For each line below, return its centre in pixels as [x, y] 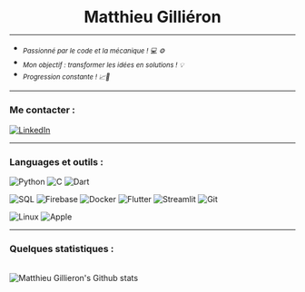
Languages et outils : [57, 161]
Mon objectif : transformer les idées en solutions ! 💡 [103, 65]
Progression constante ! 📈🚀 [66, 77]
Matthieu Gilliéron [152, 17]
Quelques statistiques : [62, 248]
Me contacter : [42, 110]
